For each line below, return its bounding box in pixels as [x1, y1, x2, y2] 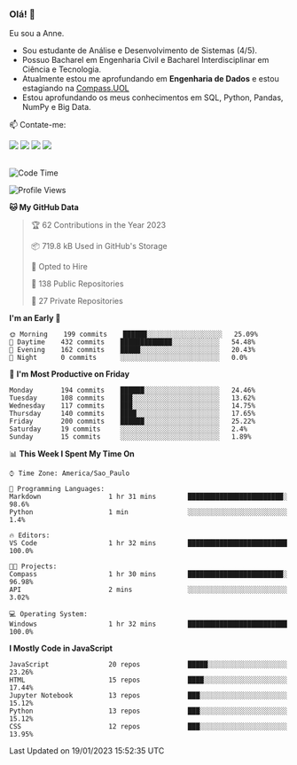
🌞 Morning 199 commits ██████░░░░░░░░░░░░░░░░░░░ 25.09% [9, 330, 259, 340]
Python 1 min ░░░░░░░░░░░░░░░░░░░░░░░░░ [9, 508, 288, 517]
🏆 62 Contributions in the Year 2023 [30, 220, 167, 230]
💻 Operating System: [9, 610, 89, 619]
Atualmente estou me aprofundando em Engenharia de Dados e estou [21, 74, 279, 84]
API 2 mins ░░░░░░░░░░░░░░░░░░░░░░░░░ [9, 585, 288, 595]
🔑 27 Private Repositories [30, 296, 124, 307]
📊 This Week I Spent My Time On [9, 449, 135, 459]
